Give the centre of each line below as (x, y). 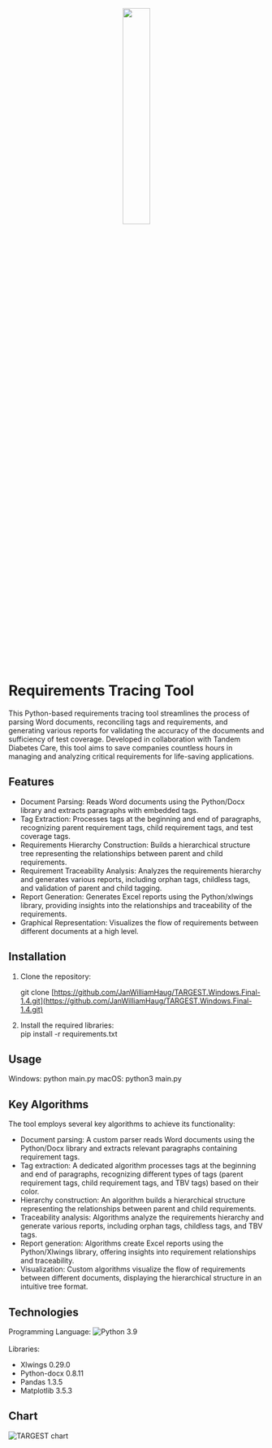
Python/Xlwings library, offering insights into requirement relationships (138, 1252)
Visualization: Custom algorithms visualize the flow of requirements (133, 1269)
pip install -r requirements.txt (69, 1033)
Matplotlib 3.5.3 (46, 1391)
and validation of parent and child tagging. (91, 888)
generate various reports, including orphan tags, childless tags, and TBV (141, 1226)
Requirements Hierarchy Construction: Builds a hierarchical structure (135, 845)
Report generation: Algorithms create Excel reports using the (122, 1243)
